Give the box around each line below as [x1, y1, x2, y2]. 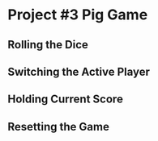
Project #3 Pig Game [7, 6, 148, 24]
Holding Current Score [7, 93, 123, 106]
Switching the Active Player [7, 64, 151, 78]
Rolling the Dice [7, 38, 88, 52]
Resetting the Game [7, 119, 110, 134]
